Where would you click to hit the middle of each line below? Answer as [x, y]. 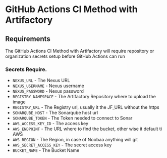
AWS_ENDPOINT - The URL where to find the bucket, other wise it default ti [87, 129]
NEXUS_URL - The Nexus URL [41, 81]
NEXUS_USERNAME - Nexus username [48, 86]
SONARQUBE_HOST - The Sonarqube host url [55, 113]
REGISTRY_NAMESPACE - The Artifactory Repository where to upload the [84, 97]
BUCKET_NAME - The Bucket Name [46, 150]
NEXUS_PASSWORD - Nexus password [48, 91]
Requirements [28, 39]
